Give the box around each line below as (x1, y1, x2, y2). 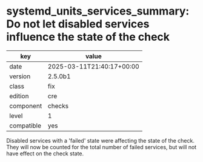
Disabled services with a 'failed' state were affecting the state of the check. (6, 137, 195, 144)
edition (9, 92, 29, 100)
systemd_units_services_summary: (6, 4, 190, 18)
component (9, 101, 42, 110)
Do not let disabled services (6, 17, 150, 31)
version (9, 72, 31, 80)
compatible (9, 121, 41, 130)
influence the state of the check (6, 30, 170, 44)
